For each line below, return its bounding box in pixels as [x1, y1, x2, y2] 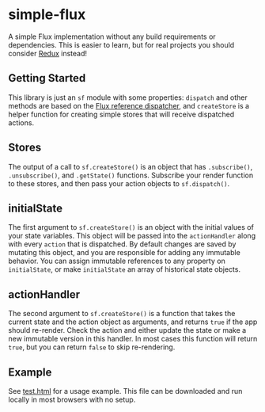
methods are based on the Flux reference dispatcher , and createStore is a [8, 101, 250, 110]
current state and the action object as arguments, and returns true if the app [8, 317, 258, 326]
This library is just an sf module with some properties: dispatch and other [8, 93, 248, 102]
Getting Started [8, 71, 86, 85]
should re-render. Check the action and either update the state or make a [8, 326, 247, 335]
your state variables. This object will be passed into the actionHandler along [8, 231, 256, 241]
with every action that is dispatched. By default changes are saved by [8, 239, 237, 249]
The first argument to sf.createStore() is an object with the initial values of [8, 223, 255, 232]
